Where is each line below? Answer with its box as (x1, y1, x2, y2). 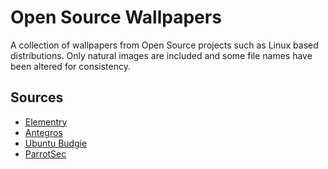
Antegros (24, 126, 63, 138)
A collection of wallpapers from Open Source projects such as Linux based (10, 39, 319, 51)
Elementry (24, 116, 68, 128)
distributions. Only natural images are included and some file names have (10, 49, 313, 61)
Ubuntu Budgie (24, 137, 88, 149)
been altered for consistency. (10, 60, 131, 72)
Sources (10, 89, 64, 106)
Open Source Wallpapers (10, 6, 222, 29)
